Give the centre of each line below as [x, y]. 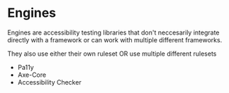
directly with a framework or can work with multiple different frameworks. [115, 39]
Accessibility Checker [49, 82]
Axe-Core [32, 75]
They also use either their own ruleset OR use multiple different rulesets [112, 54]
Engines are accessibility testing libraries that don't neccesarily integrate [113, 32]
